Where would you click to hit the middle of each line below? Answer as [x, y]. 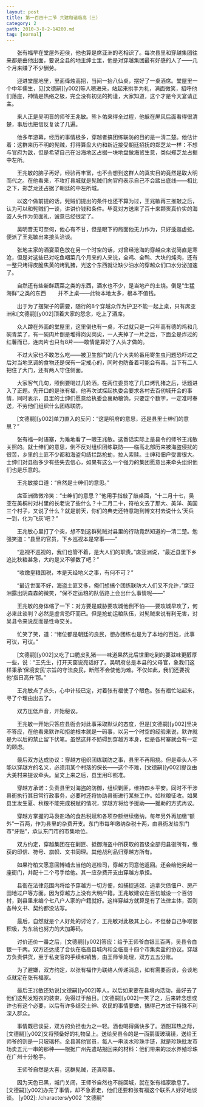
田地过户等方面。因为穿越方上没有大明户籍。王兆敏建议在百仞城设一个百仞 [99, 893]
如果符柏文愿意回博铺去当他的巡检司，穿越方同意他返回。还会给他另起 [104, 865]
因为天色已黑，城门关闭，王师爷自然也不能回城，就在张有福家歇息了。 [104, 1083]
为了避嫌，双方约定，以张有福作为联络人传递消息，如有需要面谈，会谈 [104, 970]
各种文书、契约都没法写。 [38, 908]
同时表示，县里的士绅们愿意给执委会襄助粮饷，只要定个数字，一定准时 [104, 398]
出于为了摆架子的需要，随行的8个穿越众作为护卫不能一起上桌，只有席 [104, 306]
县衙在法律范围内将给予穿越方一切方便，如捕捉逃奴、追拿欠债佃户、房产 [107, 885]
